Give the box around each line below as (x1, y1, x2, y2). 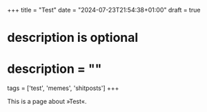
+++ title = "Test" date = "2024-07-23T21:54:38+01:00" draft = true (7, 6, 201, 14)
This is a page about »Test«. (7, 98, 88, 106)
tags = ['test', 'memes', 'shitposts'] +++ (7, 84, 119, 92)
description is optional (7, 30, 139, 45)
